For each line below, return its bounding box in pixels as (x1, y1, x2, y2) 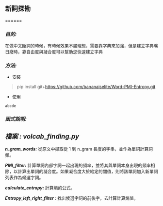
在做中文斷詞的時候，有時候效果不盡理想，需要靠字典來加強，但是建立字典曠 (5, 43, 158, 49)
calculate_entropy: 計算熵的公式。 (5, 185, 75, 191)
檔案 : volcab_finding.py (5, 132, 79, 140)
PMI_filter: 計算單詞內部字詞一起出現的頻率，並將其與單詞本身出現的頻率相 (5, 162, 155, 169)
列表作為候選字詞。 (5, 174, 44, 181)
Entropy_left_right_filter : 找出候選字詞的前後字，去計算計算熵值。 (5, 195, 138, 201)
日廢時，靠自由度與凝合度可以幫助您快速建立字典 (5, 49, 103, 55)
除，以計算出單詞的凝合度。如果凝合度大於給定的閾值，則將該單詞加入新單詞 (5, 169, 158, 174)
